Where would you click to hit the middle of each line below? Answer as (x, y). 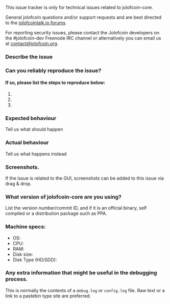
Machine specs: (26, 227)
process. (17, 279)
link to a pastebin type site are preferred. (48, 296)
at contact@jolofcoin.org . (32, 44)
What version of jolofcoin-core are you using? (63, 197)
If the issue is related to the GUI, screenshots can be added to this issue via (85, 178)
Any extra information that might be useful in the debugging (81, 273)
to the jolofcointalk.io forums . (36, 23)
